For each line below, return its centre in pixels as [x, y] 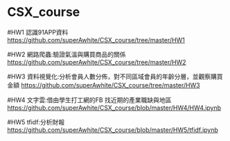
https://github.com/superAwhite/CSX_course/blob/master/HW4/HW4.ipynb [114, 108]
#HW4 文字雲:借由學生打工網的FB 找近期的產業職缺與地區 [89, 100]
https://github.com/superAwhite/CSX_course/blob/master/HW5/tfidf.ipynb [113, 130]
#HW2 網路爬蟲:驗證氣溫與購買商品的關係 [67, 54]
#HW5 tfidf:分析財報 [36, 122]
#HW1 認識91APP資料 [38, 32]
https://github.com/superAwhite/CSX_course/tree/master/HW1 [96, 40]
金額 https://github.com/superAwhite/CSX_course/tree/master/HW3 [104, 85]
